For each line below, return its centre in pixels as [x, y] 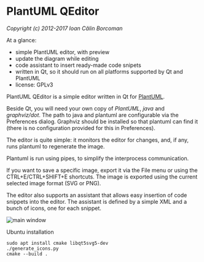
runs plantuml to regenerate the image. [56, 146]
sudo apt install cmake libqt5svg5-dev [57, 243]
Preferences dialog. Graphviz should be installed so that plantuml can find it [102, 121]
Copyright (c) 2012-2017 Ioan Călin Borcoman [65, 28]
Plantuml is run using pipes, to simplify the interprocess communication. [98, 158]
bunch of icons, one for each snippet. [54, 208]
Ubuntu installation [30, 232]
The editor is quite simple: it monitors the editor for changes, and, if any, [98, 140]
